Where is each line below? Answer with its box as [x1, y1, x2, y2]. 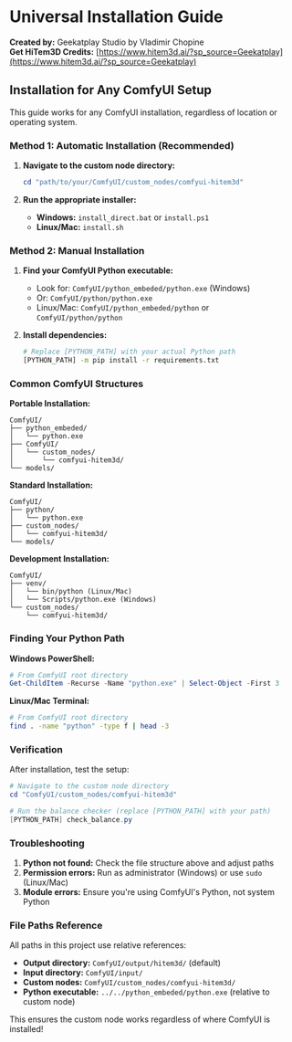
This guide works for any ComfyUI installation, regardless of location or [9, 107, 278, 118]
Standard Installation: [9, 479, 94, 490]
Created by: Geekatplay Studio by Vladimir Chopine [9, 37, 204, 47]
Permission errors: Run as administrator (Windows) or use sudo [22, 868, 263, 879]
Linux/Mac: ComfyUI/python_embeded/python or [36, 302, 210, 313]
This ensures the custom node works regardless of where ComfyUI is [9, 1014, 271, 1025]
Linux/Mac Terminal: [9, 696, 89, 707]
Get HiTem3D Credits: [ [9, 46, 99, 57]
